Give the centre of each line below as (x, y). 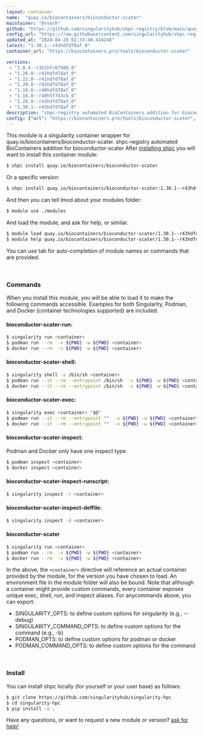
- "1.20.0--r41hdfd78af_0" (43, 85)
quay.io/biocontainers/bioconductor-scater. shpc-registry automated (92, 142)
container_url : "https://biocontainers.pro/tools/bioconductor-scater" (98, 51)
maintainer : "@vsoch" (34, 23)
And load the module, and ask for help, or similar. (67, 222)
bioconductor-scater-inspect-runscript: (58, 482)
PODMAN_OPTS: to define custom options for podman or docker (95, 639)
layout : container (29, 12)
